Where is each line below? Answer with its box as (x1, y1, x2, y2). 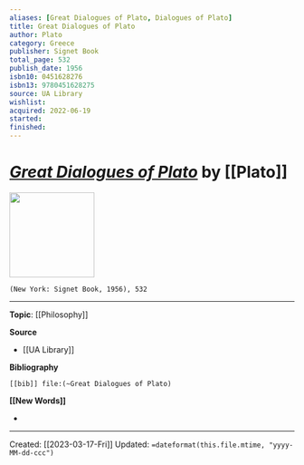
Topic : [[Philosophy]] (9, 309, 89, 320)
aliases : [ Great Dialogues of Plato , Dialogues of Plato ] (9, 13, 233, 23)
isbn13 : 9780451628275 (9, 81, 95, 90)
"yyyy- (268, 441, 294, 450)
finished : (9, 123, 47, 132)
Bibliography (9, 362, 59, 373)
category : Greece (9, 38, 75, 48)
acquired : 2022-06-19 (9, 106, 91, 115)
